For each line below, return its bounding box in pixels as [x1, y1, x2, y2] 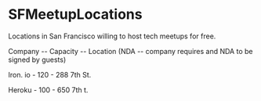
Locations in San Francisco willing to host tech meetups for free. [8, 31, 216, 41]
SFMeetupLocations [8, 5, 143, 23]
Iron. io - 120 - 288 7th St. [8, 70, 92, 79]
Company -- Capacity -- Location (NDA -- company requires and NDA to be [8, 46, 253, 56]
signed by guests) [8, 55, 67, 64]
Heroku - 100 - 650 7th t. [8, 85, 89, 95]
